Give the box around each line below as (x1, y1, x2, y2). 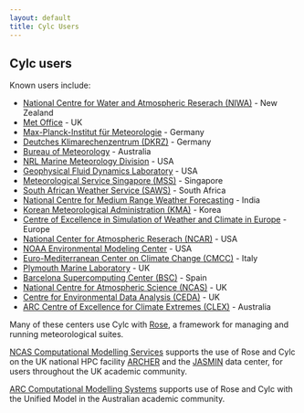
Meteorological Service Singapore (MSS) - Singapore (22, 175, 224, 186)
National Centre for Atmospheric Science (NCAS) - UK (22, 282, 227, 293)
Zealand (22, 107, 54, 119)
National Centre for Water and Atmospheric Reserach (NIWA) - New (22, 98, 278, 109)
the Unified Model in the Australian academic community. (9, 394, 225, 405)
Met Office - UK (22, 117, 83, 128)
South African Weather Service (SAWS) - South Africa (22, 185, 226, 196)
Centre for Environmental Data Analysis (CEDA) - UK (22, 291, 221, 302)
